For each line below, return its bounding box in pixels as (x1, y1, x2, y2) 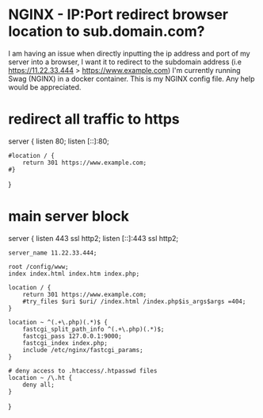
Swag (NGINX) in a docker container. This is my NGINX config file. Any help (8, 74, 255, 83)
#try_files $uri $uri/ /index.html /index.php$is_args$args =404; (22, 297, 246, 305)
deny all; (22, 381, 55, 389)
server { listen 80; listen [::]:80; (8, 136, 109, 146)
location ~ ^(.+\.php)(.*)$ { (8, 318, 109, 326)
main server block (8, 208, 129, 225)
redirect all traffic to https (8, 110, 180, 128)
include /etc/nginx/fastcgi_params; (22, 346, 144, 354)
